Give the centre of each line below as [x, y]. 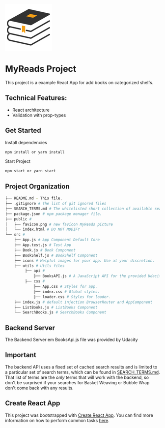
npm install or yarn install [35, 152]
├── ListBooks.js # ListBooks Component [56, 307]
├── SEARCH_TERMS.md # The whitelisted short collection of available [79, 209]
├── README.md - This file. [34, 198]
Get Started [23, 131]
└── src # [15, 235]
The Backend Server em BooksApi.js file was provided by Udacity [72, 340]
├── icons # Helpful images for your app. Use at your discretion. [84, 260]
